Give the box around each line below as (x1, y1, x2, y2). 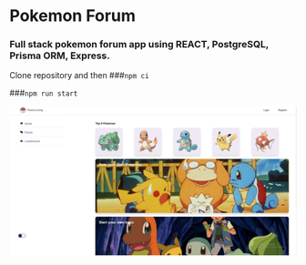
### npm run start (9, 87, 78, 98)
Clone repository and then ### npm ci (9, 70, 149, 81)
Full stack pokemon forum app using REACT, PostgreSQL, (9, 38, 269, 51)
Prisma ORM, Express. (9, 49, 111, 62)
